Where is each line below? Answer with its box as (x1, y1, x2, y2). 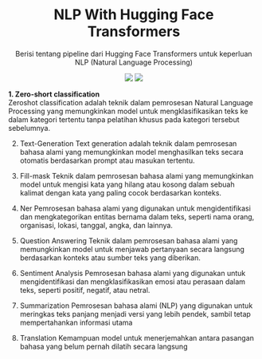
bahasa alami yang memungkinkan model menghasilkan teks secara (19, 147, 244, 156)
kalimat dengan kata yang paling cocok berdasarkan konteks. (19, 187, 221, 197)
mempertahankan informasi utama (19, 318, 133, 327)
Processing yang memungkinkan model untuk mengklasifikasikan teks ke (8, 106, 248, 116)
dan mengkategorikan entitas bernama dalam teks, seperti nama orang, (19, 211, 255, 221)
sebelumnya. (8, 123, 50, 132)
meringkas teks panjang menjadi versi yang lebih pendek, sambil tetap (19, 309, 251, 318)
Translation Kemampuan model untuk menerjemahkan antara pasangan (19, 333, 255, 342)
